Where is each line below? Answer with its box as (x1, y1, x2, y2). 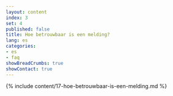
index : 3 (6, 15, 28, 21)
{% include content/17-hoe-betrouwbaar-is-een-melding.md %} (6, 83, 167, 90)
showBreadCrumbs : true (6, 60, 64, 66)
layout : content (6, 9, 47, 15)
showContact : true (6, 65, 53, 72)
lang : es (6, 37, 28, 43)
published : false (6, 26, 50, 32)
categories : (6, 43, 36, 50)
